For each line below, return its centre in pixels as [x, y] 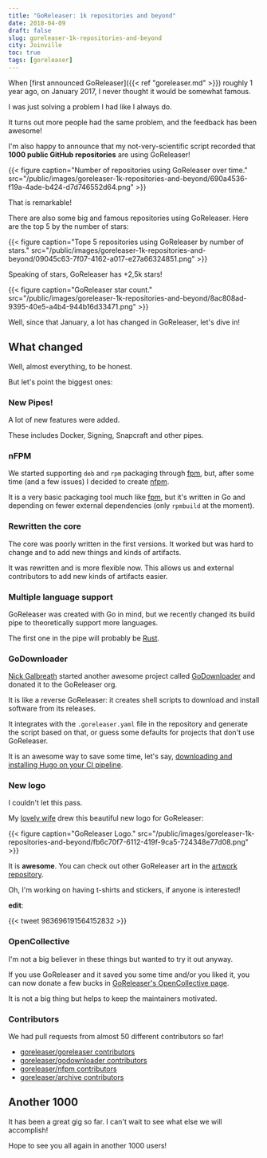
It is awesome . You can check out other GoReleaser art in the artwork [123, 866]
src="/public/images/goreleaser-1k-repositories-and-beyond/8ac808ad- [128, 298]
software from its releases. [52, 709]
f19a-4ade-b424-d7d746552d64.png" [71, 187]
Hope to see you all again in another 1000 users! [88, 1145]
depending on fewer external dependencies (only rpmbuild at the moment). [132, 506]
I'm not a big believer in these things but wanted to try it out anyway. [121, 959]
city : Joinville [35, 45]
